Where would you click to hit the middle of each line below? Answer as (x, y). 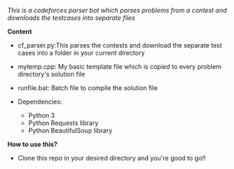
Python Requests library (63, 123)
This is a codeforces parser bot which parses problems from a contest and (117, 10)
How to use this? (33, 144)
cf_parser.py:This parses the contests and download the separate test (120, 45)
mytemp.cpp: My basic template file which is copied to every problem (119, 66)
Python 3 (41, 115)
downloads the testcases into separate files (71, 18)
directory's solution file (51, 74)
